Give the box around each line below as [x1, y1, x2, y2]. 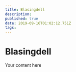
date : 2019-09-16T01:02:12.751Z [5, 20, 71, 26]
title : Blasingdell [5, 7, 45, 12]
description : [5, 12, 32, 17]
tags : [5, 25, 16, 30]
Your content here [5, 62, 42, 68]
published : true [5, 16, 38, 21]
